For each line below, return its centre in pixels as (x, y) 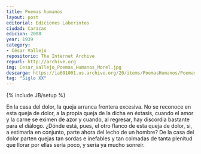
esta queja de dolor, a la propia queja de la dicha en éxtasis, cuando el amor (100, 113)
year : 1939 (20, 39)
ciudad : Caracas (26, 28)
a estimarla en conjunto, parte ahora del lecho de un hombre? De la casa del (100, 133)
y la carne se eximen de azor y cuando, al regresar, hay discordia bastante (98, 119)
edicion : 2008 (24, 34)
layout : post (22, 17)
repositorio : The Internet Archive (51, 56)
